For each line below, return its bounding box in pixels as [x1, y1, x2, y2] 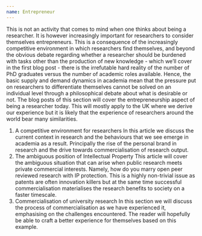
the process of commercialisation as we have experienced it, [14, 203, 166, 211]
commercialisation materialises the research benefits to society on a [14, 185, 185, 192]
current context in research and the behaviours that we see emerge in [14, 133, 189, 141]
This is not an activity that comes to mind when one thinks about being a [6, 25, 187, 33]
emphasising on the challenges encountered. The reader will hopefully [14, 210, 191, 217]
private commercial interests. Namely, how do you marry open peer [14, 165, 183, 173]
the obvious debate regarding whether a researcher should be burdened [6, 51, 186, 58]
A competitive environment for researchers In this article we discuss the [14, 127, 194, 134]
